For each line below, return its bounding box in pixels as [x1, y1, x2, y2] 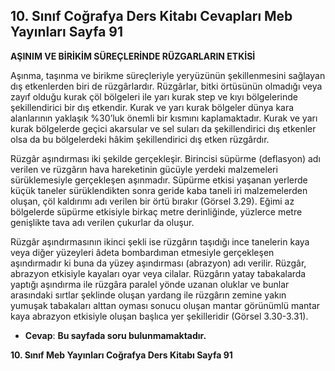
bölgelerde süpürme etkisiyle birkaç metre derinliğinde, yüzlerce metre [10, 205, 303, 218]
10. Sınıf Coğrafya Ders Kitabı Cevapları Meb [10, 8, 293, 25]
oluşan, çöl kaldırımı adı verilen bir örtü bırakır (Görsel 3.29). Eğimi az [10, 195, 295, 207]
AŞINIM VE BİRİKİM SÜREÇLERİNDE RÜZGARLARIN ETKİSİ [10, 50, 256, 62]
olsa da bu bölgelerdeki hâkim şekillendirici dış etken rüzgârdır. [10, 133, 270, 145]
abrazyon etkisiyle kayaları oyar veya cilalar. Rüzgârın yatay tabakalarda [10, 267, 307, 279]
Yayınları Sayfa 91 [10, 24, 123, 41]
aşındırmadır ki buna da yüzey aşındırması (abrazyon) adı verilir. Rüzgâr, [10, 257, 307, 269]
